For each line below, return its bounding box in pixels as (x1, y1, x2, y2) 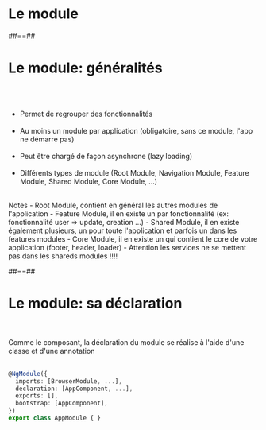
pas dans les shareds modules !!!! (8, 251, 118, 261)
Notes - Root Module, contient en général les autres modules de (8, 200, 218, 210)
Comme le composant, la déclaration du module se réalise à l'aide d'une (8, 337, 245, 347)
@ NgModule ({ (8, 370, 48, 378)
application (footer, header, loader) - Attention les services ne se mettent (8, 242, 247, 252)
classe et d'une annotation (8, 346, 95, 355)
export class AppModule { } (8, 414, 102, 422)
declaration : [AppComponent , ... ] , (15, 385, 133, 393)
